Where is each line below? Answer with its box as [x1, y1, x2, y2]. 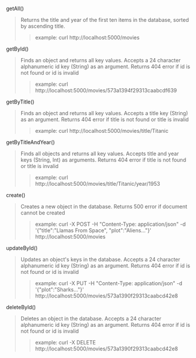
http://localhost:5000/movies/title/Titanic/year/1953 [35, 180, 160, 187]
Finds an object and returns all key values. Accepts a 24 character [20, 57, 181, 63]
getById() [6, 45, 29, 52]
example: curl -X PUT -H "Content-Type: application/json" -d [35, 280, 183, 287]
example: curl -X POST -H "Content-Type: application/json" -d [35, 220, 186, 227]
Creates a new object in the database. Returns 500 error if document [20, 203, 188, 210]
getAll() [6, 5, 24, 12]
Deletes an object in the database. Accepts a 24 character [20, 315, 161, 322]
